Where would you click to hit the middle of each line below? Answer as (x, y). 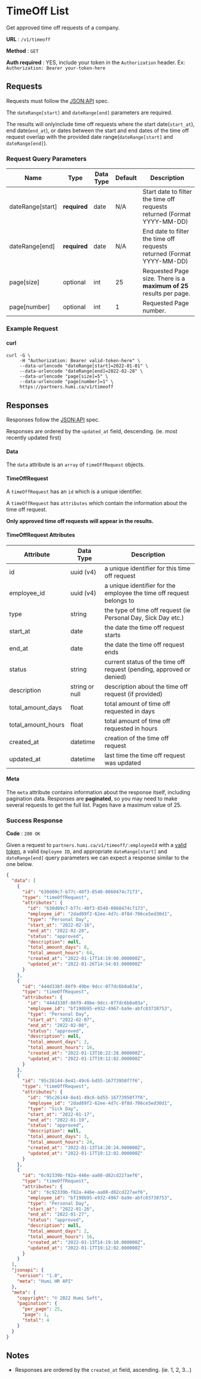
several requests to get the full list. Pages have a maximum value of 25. (94, 805)
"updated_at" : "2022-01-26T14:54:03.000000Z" (86, 964)
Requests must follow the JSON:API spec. (58, 101)
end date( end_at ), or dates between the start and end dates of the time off (98, 130)
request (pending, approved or (147, 669)
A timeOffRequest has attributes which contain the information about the (97, 503)
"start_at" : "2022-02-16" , (61, 925)
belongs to (119, 600)
